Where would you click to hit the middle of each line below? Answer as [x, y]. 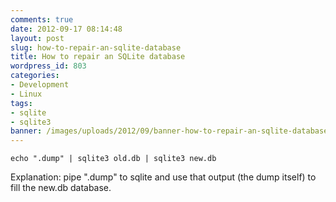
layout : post [37, 38]
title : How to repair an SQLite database [98, 57]
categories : [35, 76]
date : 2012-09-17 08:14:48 [66, 29]
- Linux [26, 94]
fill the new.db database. [61, 188]
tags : [21, 103]
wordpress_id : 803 [48, 66]
